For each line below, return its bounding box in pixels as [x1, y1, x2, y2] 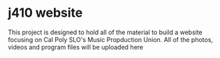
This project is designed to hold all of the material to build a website [8, 28, 203, 36]
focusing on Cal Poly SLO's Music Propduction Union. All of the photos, [8, 35, 214, 43]
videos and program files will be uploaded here [8, 43, 144, 51]
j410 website [8, 5, 83, 21]
